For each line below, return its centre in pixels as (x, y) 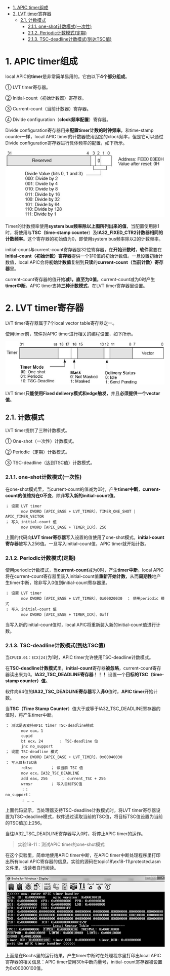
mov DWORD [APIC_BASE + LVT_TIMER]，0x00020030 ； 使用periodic (90, 598)
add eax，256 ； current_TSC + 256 (63, 779)
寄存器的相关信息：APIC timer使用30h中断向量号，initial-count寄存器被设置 (84, 962)
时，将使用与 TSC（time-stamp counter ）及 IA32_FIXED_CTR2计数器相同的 (84, 232)
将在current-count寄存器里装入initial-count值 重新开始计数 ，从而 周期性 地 (81, 576)
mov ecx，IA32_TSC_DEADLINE (50, 773)
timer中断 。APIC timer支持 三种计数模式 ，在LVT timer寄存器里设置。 (76, 286)
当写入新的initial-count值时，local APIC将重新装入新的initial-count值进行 (81, 624)
